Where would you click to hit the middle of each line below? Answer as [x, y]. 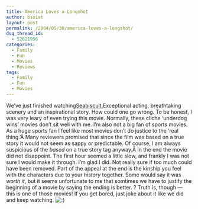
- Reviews [23, 67]
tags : [13, 72]
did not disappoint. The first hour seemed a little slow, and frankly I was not [98, 156]
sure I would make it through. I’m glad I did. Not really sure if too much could [99, 162]
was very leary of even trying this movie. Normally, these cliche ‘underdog [97, 118]
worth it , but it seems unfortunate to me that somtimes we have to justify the [99, 181]
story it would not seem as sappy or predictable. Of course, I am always [94, 143]
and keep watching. [30, 200]
